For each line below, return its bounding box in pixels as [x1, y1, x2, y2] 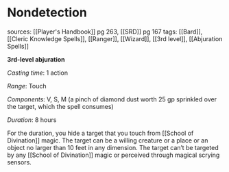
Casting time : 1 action [7, 69, 69, 77]
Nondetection [7, 5, 87, 21]
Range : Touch [7, 82, 47, 90]
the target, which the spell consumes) [7, 102, 114, 110]
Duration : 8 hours [7, 115, 57, 124]
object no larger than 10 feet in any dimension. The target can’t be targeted [7, 143, 219, 151]
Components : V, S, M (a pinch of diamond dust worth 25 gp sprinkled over [7, 95, 217, 103]
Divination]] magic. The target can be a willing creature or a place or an [7, 136, 208, 145]
